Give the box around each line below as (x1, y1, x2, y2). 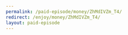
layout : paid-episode (5, 20, 60, 26)
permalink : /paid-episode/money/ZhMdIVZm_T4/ (5, 8, 122, 15)
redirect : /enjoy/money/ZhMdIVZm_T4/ (5, 14, 101, 20)
